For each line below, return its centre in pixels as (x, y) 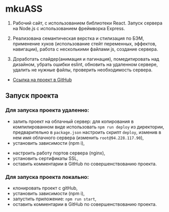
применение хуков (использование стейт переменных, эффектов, (84, 43)
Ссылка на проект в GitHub (42, 79)
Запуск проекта (32, 96)
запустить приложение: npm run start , (54, 199)
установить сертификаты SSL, (46, 158)
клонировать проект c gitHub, (45, 188)
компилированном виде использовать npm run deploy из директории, (88, 127)
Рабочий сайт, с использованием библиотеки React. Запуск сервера (88, 23)
